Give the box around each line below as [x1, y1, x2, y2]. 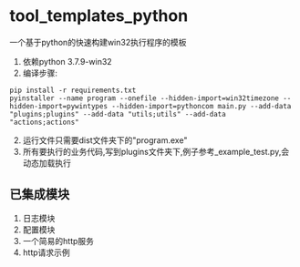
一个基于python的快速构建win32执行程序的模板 [9, 36, 187, 47]
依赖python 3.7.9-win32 [22, 56, 112, 67]
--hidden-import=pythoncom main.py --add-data [110, 101, 292, 110]
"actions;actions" [9, 118, 79, 127]
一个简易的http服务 [22, 235, 94, 246]
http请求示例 [22, 247, 70, 258]
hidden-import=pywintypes [9, 101, 108, 110]
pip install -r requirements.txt [9, 86, 137, 95]
